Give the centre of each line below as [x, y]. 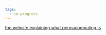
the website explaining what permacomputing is [53, 27]
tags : [10, 9]
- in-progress [24, 14]
